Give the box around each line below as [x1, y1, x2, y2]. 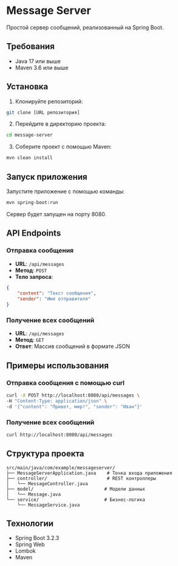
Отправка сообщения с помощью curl [6, 378, 125, 387]
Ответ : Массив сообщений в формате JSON [15, 343, 131, 350]
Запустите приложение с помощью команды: [6, 188, 125, 195]
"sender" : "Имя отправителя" [17, 296, 91, 302]
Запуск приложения [6, 171, 87, 182]
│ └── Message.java [6, 491, 61, 497]
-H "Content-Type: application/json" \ [6, 398, 108, 404]
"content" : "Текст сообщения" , [17, 290, 97, 296]
